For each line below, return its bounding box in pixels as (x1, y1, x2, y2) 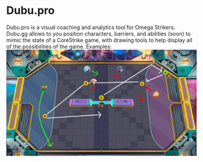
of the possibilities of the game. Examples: (6, 43, 112, 50)
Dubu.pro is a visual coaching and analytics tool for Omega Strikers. (6, 24, 176, 31)
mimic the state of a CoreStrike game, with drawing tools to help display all (6, 36, 192, 44)
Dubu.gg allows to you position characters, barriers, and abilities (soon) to (6, 30, 191, 37)
